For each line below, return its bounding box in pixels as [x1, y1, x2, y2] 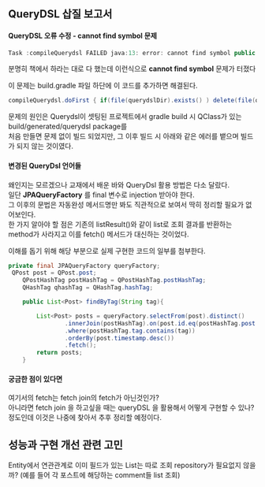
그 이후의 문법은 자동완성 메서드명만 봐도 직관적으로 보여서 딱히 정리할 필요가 [8, 199, 244, 209]
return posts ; [36, 349, 83, 357]
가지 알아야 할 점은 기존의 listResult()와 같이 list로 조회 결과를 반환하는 [16, 219, 233, 229]
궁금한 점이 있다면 [8, 374, 63, 384]
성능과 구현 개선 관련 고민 [8, 438, 124, 452]
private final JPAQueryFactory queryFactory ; [8, 262, 160, 270]
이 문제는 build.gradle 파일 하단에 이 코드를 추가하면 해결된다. [8, 81, 199, 91]
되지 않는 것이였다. [16, 141, 73, 151]
